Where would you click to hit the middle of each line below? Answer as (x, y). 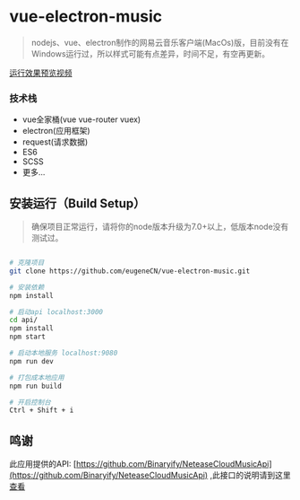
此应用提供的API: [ (43, 464)
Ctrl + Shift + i (42, 410)
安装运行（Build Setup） (77, 203)
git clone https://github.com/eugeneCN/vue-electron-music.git (130, 271)
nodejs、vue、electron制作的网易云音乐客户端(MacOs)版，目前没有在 (160, 42)
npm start (28, 337)
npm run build (36, 386)
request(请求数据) (55, 142)
